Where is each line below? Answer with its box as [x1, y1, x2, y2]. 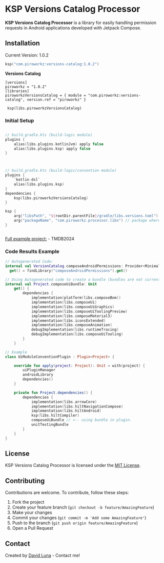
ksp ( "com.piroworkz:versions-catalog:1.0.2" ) [5, 61, 99, 67]
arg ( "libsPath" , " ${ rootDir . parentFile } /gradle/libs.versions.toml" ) [14, 213, 159, 219]
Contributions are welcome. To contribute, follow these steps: [5, 489, 129, 496]
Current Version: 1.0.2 [5, 52, 49, 58]
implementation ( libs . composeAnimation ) [31, 323, 112, 328]
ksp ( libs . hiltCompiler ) [31, 413, 80, 418]
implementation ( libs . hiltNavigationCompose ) [31, 404, 123, 409]
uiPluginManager [22, 368, 56, 373]
